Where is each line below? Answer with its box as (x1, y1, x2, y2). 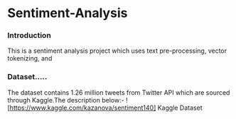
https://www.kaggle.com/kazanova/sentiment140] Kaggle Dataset (9, 103, 203, 112)
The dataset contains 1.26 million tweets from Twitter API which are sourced (7, 88, 230, 97)
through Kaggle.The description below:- (7, 95, 124, 104)
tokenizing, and (7, 54, 53, 63)
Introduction (7, 31, 51, 41)
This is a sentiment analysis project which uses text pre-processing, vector (7, 46, 227, 55)
